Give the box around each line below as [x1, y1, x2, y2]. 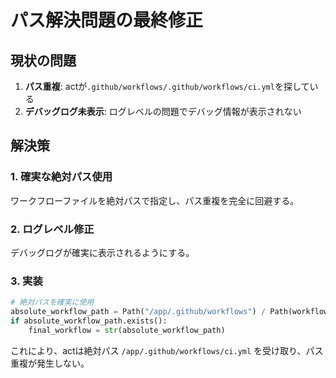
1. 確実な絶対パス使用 [10, 170, 113, 184]
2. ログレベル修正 [10, 222, 95, 236]
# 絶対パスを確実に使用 [10, 297, 95, 308]
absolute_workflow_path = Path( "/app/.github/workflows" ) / [10, 307, 267, 317]
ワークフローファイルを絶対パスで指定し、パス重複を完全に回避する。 [10, 194, 300, 206]
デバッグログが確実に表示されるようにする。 [10, 246, 195, 258]
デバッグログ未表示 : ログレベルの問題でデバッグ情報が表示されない [24, 106, 302, 117]
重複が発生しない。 [10, 357, 90, 369]
